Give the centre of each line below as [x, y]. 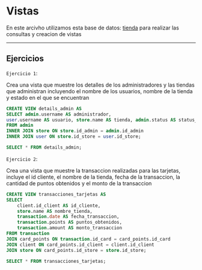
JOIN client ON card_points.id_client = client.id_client [80, 245]
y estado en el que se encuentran [48, 97]
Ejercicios [25, 59]
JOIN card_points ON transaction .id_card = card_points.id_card [88, 239]
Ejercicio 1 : [22, 73]
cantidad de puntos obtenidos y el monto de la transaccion [79, 183]
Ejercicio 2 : [22, 159]
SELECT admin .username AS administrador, [59, 114]
